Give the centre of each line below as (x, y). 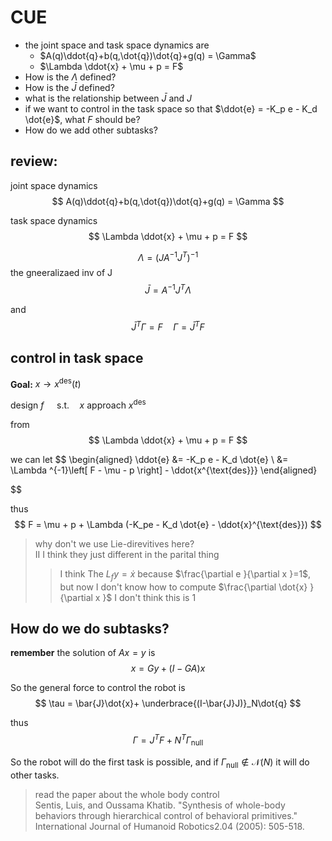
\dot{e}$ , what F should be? (82, 119)
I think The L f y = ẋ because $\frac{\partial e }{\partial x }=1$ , (185, 574)
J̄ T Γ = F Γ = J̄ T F (168, 326)
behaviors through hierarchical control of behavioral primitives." (166, 815)
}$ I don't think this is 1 (149, 597)
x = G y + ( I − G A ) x (168, 668)
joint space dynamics (54, 185)
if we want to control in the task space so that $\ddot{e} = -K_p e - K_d (171, 108)
